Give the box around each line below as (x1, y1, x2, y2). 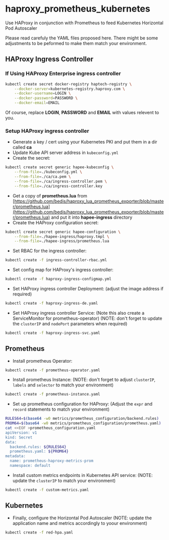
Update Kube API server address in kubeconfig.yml (12, 150, 119, 156)
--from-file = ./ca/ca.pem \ (14, 174, 71, 179)
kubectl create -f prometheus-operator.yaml (5, 367, 100, 373)
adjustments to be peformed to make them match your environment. (5, 40, 147, 46)
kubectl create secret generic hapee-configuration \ (5, 229, 121, 234)
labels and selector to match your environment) (12, 382, 114, 388)
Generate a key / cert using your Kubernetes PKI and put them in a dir (12, 139, 157, 145)
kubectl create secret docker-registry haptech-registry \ (5, 81, 132, 86)
